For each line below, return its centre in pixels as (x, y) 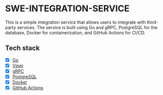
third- (152, 22)
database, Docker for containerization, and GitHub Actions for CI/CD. (75, 32)
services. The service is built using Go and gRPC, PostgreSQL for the (87, 27)
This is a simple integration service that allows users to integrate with (75, 22)
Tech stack (22, 48)
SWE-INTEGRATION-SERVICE (67, 9)
